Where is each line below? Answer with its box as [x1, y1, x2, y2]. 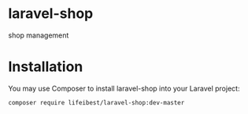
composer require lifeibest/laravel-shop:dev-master [8, 98, 185, 106]
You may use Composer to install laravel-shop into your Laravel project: [8, 84, 240, 93]
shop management [8, 30, 69, 40]
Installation [8, 58, 83, 76]
